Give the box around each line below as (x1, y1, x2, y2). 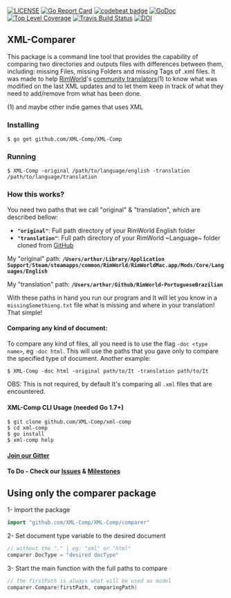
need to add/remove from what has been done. (7, 89, 142, 97)
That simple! (7, 308, 43, 316)
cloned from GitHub (17, 241, 74, 249)
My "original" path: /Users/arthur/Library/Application (7, 254, 165, 263)
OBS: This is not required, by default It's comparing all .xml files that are (7, 379, 212, 388)
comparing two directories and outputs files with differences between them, (7, 60, 224, 68)
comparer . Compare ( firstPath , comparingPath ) (7, 583, 138, 591)
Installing (7, 120, 39, 130)
